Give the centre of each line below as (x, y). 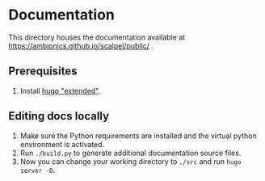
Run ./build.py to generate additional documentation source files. (130, 153)
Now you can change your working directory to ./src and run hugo (130, 161)
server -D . (38, 170)
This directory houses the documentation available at (97, 37)
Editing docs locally (59, 116)
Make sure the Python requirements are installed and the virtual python (138, 136)
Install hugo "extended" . (60, 90)
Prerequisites (43, 72)
